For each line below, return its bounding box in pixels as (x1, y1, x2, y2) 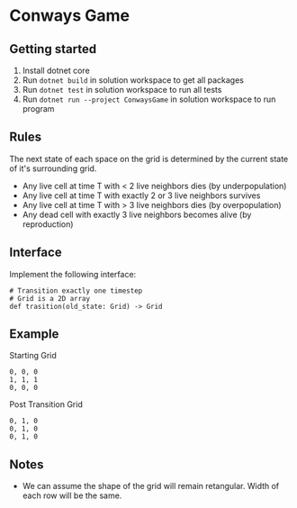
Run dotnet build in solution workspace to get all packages (22, 75, 245, 86)
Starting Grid (9, 350, 57, 361)
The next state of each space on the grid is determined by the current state (9, 153, 289, 164)
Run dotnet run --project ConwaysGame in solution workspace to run (22, 94, 276, 104)
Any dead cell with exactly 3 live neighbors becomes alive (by (22, 209, 252, 220)
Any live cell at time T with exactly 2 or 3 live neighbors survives (22, 190, 261, 201)
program (22, 104, 55, 113)
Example (9, 326, 59, 342)
